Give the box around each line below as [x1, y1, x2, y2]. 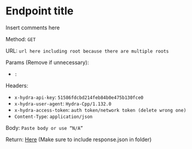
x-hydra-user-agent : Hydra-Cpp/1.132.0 [14, 100, 112, 107]
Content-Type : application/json [14, 112, 93, 120]
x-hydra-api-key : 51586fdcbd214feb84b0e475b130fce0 [14, 93, 144, 101]
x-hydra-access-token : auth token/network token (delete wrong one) [14, 106, 187, 113]
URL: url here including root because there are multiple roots [5, 47, 169, 54]
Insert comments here [5, 24, 60, 31]
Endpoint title [5, 4, 74, 18]
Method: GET [5, 35, 36, 42]
